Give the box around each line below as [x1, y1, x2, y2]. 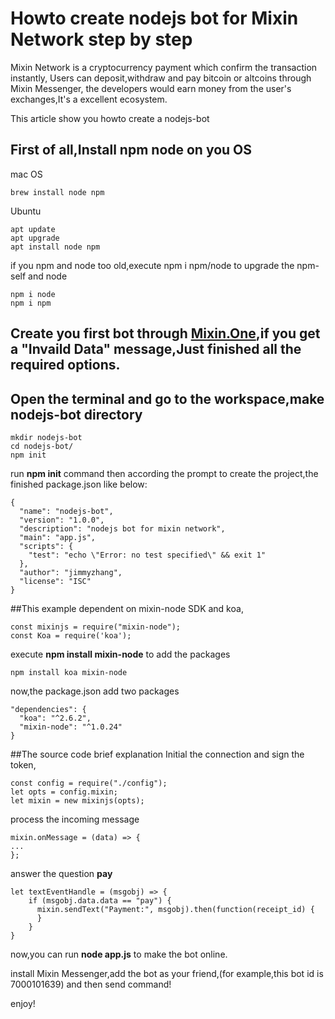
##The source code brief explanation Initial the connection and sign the [10, 748, 305, 760]
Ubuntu [10, 205, 42, 217]
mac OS [10, 168, 43, 180]
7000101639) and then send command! [10, 978, 172, 990]
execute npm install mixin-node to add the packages [10, 648, 231, 660]
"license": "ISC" [19, 576, 92, 586]
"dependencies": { [10, 704, 87, 714]
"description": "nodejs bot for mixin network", [19, 523, 226, 534]
